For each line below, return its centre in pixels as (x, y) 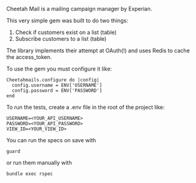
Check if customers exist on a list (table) (66, 32)
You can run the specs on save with (51, 140)
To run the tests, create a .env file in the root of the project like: (85, 107)
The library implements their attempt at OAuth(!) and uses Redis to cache (98, 50)
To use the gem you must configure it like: (59, 69)
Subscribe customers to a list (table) (61, 39)
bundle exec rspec (30, 174)
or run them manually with (39, 163)
